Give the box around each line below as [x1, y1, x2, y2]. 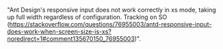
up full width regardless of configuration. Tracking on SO [7, 13, 168, 21]
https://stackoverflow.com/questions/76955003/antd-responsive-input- [9, 20, 212, 28]
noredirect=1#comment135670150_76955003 [7, 35, 135, 43]
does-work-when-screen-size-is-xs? [7, 27, 112, 35]
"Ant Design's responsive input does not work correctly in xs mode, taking [7, 6, 217, 14]
